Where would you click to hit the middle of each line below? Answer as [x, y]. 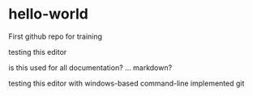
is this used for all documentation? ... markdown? [90, 67]
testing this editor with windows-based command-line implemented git [126, 83]
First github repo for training [56, 36]
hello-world [49, 14]
